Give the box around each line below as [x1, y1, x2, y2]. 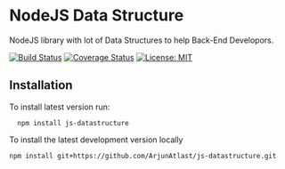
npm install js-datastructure [17, 118, 129, 127]
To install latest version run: [9, 101, 110, 112]
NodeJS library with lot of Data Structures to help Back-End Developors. [9, 35, 274, 45]
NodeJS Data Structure [9, 5, 184, 26]
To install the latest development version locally [9, 134, 183, 145]
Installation [9, 77, 73, 93]
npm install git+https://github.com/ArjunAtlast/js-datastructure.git [9, 151, 277, 160]
